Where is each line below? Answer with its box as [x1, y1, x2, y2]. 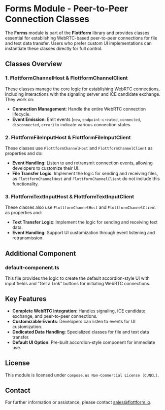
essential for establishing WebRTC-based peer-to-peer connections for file [5, 35, 158, 41]
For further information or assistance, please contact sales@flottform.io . [5, 399, 152, 405]
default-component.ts [5, 264, 60, 271]
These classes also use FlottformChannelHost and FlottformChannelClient [5, 204, 157, 210]
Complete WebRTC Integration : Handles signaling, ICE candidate [12, 308, 146, 314]
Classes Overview [5, 60, 63, 68]
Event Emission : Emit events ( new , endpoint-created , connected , [12, 116, 141, 122]
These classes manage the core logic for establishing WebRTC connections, [5, 86, 160, 92]
